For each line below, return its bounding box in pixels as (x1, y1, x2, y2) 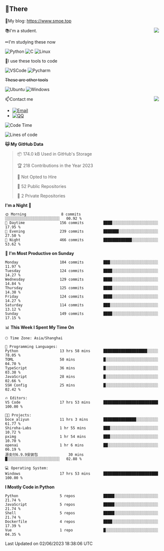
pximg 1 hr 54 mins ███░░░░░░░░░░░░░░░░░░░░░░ (5, 434, 159, 439)
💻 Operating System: (5, 465, 49, 470)
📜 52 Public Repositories (17, 183, 67, 189)
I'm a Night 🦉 (5, 202, 32, 208)
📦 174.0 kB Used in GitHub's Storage (17, 151, 92, 157)
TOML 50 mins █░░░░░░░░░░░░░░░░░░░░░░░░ (5, 357, 159, 362)
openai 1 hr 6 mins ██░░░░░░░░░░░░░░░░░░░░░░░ (5, 442, 159, 448)
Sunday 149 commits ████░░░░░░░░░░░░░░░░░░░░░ (5, 311, 159, 316)
